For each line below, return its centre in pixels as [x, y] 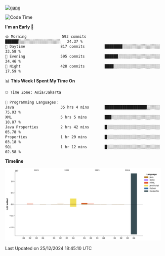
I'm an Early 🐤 [20, 27]
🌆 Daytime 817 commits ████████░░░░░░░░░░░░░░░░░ [83, 47]
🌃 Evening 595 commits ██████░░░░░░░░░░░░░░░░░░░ [83, 57]
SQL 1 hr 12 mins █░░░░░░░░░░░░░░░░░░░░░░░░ [83, 147]
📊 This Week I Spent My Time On [40, 81]
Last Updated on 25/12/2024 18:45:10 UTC [49, 249]
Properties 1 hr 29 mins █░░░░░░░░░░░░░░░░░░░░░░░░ [83, 137]
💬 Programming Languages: [32, 102]
